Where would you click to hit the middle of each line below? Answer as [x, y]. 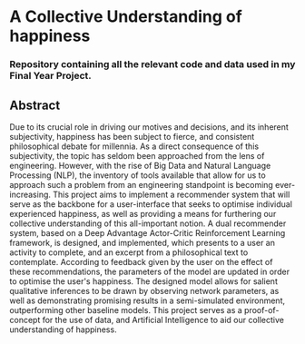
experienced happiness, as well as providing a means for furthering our [143, 213]
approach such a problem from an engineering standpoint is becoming [142, 184]
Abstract [35, 105]
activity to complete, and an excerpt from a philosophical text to [129, 252]
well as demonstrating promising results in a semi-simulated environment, [148, 300]
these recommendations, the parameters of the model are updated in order [150, 271]
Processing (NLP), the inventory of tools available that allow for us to [138, 175]
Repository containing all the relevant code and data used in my [152, 64]
